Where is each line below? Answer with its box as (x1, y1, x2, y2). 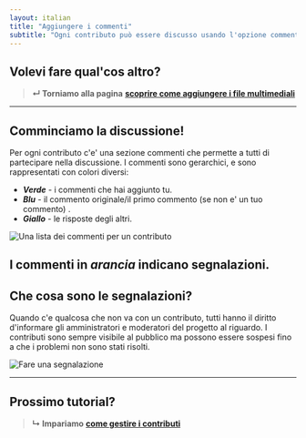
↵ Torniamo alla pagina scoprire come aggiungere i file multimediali (31, 88, 296, 99)
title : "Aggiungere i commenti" (9, 22, 132, 31)
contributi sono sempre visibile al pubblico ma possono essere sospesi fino (9, 331, 292, 342)
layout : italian (9, 13, 71, 23)
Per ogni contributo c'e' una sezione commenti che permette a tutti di (9, 148, 270, 158)
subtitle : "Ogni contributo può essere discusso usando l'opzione (9, 30, 267, 39)
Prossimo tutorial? (9, 393, 116, 410)
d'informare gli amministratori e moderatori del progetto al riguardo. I (9, 322, 268, 333)
